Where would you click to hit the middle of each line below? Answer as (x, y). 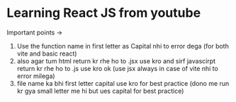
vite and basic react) (47, 53)
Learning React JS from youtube (104, 13)
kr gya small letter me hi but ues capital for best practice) (100, 91)
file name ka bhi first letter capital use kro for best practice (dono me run (123, 83)
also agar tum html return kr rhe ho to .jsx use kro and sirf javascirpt (116, 60)
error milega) (36, 76)
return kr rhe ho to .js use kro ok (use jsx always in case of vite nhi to (118, 68)
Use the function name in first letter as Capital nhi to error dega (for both (123, 46)
